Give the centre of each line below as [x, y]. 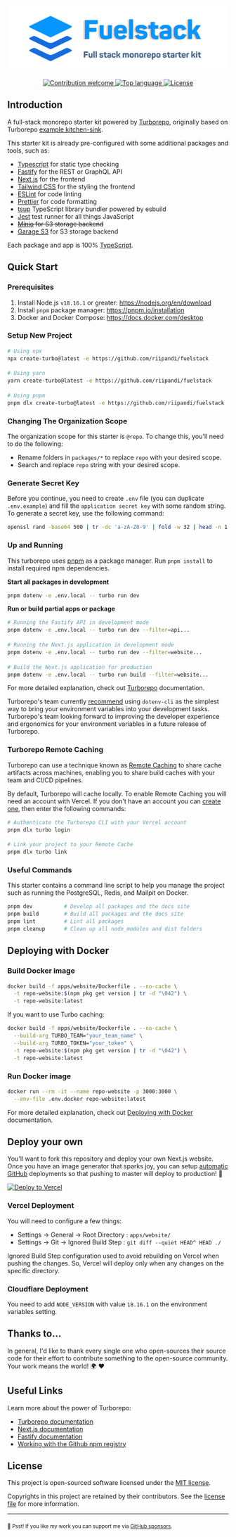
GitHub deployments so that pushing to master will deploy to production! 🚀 [115, 1174]
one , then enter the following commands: [67, 808]
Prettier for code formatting [57, 201]
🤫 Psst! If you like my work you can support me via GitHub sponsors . [90, 1526]
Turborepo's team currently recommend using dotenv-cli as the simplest [113, 701]
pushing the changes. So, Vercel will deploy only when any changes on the [116, 1263]
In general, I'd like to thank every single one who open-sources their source [117, 1351]
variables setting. [32, 1312]
